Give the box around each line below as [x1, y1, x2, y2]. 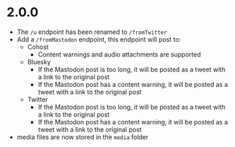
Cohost [27, 42, 49, 51]
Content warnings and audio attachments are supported [37, 50, 201, 59]
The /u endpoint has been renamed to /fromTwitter [16, 28, 167, 36]
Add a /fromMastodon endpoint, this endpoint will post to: [16, 35, 181, 43]
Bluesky [27, 57, 51, 66]
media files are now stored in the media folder [16, 132, 149, 141]
